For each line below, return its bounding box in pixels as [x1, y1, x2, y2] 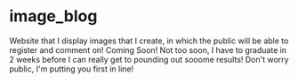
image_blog [9, 6, 98, 26]
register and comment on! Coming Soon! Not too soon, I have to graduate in [9, 44, 287, 55]
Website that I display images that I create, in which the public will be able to [9, 35, 289, 46]
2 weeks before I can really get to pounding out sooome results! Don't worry [9, 54, 289, 64]
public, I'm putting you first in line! [9, 64, 134, 74]
